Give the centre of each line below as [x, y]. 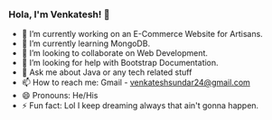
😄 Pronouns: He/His [60, 96]
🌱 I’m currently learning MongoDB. [86, 43]
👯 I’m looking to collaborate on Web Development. [115, 53]
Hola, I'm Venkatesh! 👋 [59, 14]
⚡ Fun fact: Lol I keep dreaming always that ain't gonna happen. [140, 106]
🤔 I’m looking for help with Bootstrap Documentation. [120, 63]
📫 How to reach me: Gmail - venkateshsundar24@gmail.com [136, 83]
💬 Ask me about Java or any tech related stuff [107, 72]
